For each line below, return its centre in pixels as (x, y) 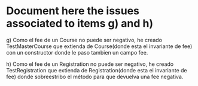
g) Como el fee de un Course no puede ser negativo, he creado (84, 40)
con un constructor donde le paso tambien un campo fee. (77, 52)
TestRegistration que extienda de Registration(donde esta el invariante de (97, 70)
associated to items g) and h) (80, 23)
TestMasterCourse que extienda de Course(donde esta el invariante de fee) (99, 46)
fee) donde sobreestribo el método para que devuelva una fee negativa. (95, 77)
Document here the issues (73, 11)
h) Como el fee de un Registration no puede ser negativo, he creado (90, 64)
